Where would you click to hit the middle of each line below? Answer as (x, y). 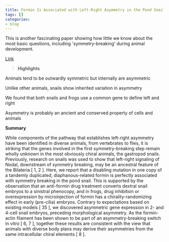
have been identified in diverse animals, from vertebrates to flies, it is (77, 143)
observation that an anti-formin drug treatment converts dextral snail (76, 186)
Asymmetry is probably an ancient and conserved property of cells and (79, 113)
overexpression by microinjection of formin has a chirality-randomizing (78, 197)
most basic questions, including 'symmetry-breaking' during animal (75, 44)
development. (19, 49)
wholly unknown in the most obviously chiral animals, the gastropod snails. (83, 154)
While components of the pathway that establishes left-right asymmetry (80, 138)
